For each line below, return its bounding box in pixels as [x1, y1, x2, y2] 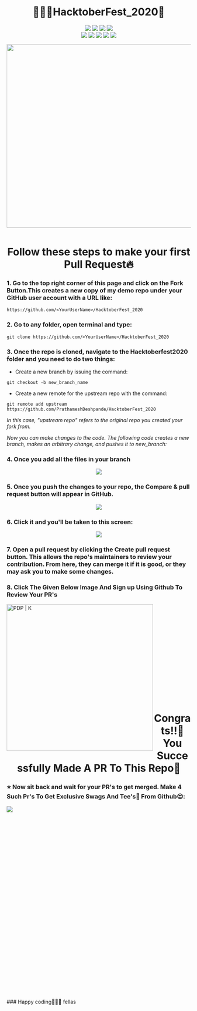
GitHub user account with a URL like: [6, 294, 113, 302]
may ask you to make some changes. [6, 567, 114, 575]
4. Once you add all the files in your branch [6, 455, 131, 463]
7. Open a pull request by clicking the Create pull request [6, 545, 170, 554]
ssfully [17, 761, 51, 775]
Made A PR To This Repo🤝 [53, 761, 181, 775]
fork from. [6, 423, 31, 430]
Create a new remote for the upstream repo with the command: [15, 390, 168, 397]
